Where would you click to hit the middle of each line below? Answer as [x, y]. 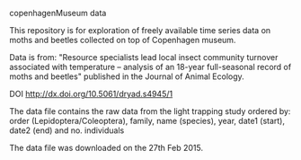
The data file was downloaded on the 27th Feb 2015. [106, 148]
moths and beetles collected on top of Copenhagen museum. [123, 40]
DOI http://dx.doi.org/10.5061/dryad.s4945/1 [91, 94]
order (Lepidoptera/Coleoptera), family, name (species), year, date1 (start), [147, 121]
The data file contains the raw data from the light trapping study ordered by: [150, 111]
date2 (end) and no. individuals [67, 130]
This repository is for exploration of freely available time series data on [140, 30]
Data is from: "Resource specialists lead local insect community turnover [144, 57]
